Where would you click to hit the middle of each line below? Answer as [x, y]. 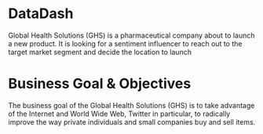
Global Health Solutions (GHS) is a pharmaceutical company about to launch [131, 35]
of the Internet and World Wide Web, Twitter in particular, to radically [119, 114]
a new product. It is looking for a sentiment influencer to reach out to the [125, 43]
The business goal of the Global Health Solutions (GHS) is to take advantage [131, 105]
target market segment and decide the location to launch [100, 52]
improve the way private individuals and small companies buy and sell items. [132, 121]
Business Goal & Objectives [100, 84]
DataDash [41, 14]
